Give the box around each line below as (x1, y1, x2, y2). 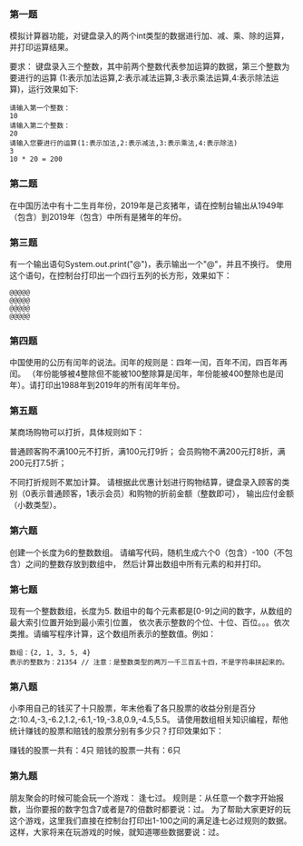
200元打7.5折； (9, 457, 67, 469)
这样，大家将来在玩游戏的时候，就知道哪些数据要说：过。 (9, 826, 224, 837)
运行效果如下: (28, 84, 79, 95)
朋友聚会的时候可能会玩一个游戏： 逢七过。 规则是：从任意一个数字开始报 (9, 792, 284, 803)
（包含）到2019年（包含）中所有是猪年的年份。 (9, 211, 187, 222)
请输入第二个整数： (9, 121, 71, 131)
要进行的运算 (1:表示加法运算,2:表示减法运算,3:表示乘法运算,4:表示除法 (9, 73, 271, 84)
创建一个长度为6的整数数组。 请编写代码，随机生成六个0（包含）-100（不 (9, 547, 286, 558)
